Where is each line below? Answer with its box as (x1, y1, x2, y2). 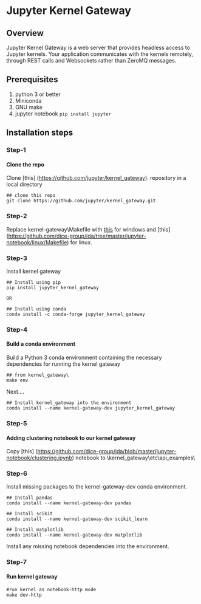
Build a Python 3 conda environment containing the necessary (6, 354, 162, 362)
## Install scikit (6, 511, 53, 517)
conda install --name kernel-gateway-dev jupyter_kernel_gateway (6, 405, 175, 411)
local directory (6, 180, 43, 188)
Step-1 (6, 146, 26, 154)
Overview (6, 28, 44, 38)
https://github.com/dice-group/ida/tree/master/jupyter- (8, 232, 147, 239)
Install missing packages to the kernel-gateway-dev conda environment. (6, 483, 187, 490)
